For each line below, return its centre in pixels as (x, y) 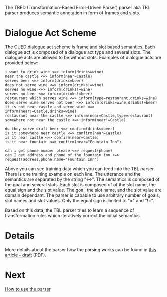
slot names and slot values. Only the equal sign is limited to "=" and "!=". (80, 200)
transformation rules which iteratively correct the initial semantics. (73, 215)
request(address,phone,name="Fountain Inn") (52, 159)
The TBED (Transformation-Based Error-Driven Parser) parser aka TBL (78, 7)
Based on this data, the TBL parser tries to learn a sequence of (70, 210)
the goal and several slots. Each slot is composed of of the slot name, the (81, 184)
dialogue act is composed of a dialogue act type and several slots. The (78, 52)
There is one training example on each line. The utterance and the (73, 174)
